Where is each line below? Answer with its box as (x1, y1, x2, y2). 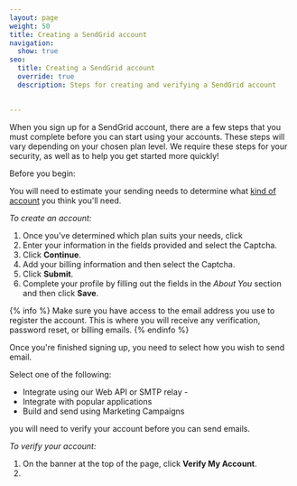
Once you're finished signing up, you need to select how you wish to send (9, 341, 285, 352)
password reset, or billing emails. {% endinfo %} (9, 324, 190, 335)
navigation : (9, 38, 54, 48)
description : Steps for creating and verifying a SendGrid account (17, 80, 277, 89)
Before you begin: (9, 168, 76, 179)
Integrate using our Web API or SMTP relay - (22, 386, 189, 397)
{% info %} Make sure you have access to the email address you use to (9, 304, 275, 316)
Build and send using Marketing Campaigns (22, 406, 185, 416)
